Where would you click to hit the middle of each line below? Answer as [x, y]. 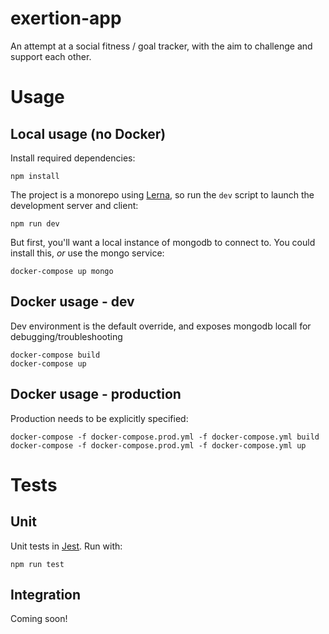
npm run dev [35, 223]
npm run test [37, 564]
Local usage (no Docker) [88, 133]
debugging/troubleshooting [66, 336]
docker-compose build [55, 355]
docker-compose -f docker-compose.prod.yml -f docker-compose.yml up [158, 445]
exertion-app [66, 18]
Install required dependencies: [73, 158]
